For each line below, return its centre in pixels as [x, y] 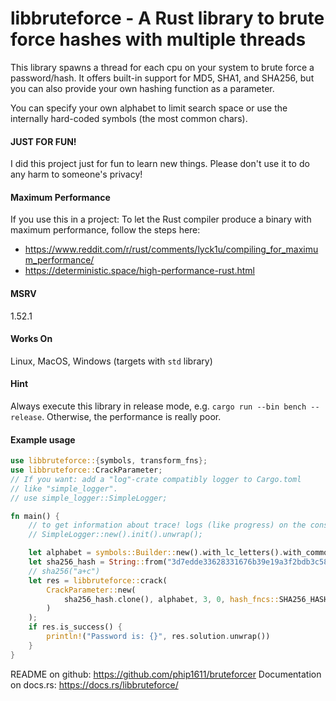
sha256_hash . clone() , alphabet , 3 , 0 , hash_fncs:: [171, 599]
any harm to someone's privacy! [76, 174]
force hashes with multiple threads [158, 39]
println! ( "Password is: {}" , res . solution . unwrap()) [158, 637]
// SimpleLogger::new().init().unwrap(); [115, 535]
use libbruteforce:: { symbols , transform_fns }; [109, 461]
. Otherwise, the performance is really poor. [131, 416]
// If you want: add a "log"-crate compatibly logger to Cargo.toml [156, 479]
